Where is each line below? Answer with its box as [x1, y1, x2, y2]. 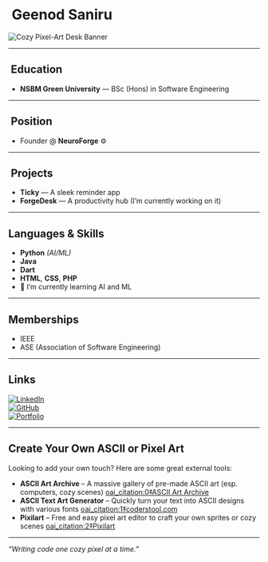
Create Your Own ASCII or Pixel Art [8, 442, 185, 456]
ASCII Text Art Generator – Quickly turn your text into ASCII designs [19, 496, 245, 505]
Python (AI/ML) [19, 248, 72, 257]
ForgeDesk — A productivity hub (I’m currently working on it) [19, 196, 222, 205]
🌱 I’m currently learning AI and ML [19, 282, 132, 292]
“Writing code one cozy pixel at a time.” [8, 544, 140, 553]
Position [10, 114, 53, 129]
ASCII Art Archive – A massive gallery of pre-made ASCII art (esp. [19, 478, 238, 488]
